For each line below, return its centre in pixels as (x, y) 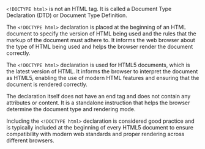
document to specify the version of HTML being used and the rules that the (102, 34)
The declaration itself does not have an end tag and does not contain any (99, 96)
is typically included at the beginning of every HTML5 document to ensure (100, 127)
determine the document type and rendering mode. (71, 109)
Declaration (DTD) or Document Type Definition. (67, 15)
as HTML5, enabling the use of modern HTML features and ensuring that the (103, 78)
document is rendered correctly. (47, 84)
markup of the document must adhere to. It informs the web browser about (101, 40)
